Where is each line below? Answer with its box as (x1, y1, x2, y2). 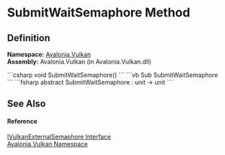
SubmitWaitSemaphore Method (7, 5, 191, 21)
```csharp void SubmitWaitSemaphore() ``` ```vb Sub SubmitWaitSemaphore (7, 71, 218, 79)
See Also (7, 98, 46, 110)
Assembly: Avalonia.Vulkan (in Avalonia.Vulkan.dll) (7, 58, 152, 66)
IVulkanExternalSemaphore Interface (7, 132, 111, 141)
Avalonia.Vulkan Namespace (7, 139, 88, 148)
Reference (7, 117, 38, 125)
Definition (7, 32, 50, 44)
